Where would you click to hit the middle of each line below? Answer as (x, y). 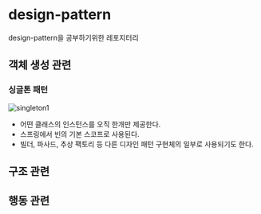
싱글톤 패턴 (28, 90)
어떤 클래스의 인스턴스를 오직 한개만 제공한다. (90, 124)
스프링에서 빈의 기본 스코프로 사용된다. (79, 134)
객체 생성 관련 (40, 65)
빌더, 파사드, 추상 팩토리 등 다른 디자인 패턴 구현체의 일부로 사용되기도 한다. (136, 144)
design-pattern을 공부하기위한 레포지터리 (73, 37)
